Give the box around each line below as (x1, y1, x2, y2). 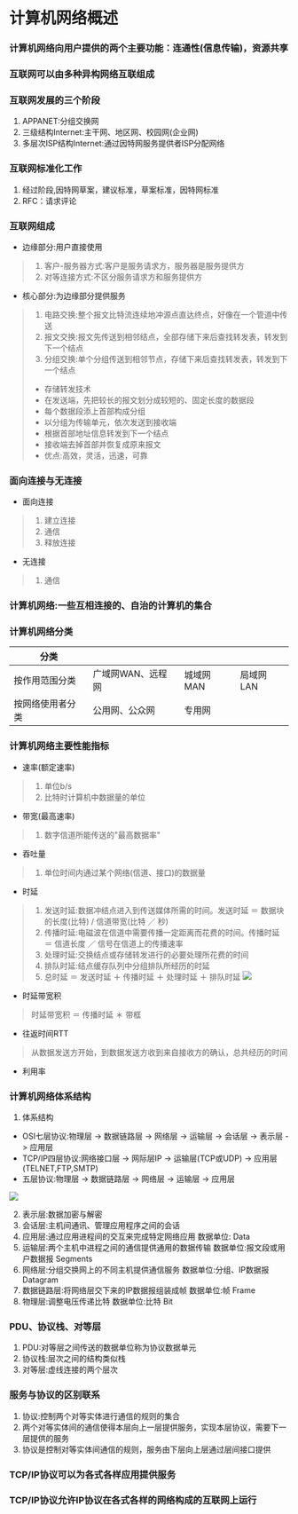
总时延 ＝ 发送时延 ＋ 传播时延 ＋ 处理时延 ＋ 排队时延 (43, 971, 241, 982)
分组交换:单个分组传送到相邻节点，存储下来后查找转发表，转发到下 (43, 353, 288, 364)
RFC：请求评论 (21, 195, 77, 206)
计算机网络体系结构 (9, 1090, 91, 1102)
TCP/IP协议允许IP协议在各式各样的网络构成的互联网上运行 (9, 1494, 257, 1507)
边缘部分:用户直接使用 (21, 241, 103, 252)
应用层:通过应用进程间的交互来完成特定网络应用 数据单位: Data (21, 1231, 251, 1242)
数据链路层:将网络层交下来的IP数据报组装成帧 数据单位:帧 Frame (21, 1285, 255, 1296)
